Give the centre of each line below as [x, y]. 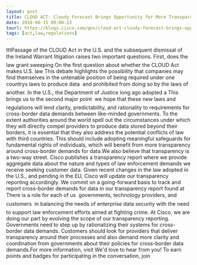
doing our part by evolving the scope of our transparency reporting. [88, 219]
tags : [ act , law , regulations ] [42, 33]
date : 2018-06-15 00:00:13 [39, 22]
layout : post [22, 11]
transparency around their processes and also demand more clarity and [93, 237]
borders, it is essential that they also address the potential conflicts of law [95, 132]
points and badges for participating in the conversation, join [78, 256]
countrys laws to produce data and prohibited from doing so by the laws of [97, 84]
